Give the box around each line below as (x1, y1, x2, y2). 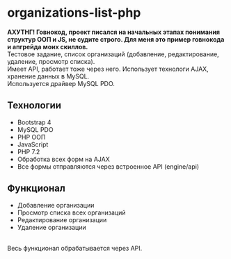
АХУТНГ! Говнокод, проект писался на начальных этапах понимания (7, 28, 221, 36)
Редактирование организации (17, 215, 107, 224)
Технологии (7, 99, 61, 112)
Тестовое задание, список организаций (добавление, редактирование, (7, 50, 219, 58)
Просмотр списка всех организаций (17, 208, 126, 217)
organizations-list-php (7, 5, 141, 21)
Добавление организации (17, 201, 95, 209)
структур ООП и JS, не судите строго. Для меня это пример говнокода (7, 35, 225, 43)
